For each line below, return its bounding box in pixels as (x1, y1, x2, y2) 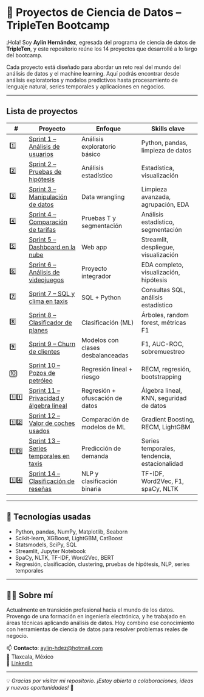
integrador (81, 271, 112, 280)
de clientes (29, 347, 61, 356)
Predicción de (81, 444, 121, 452)
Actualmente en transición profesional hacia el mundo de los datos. (6, 606, 175, 613)
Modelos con (81, 335, 119, 344)
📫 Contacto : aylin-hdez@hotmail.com (6, 645, 103, 652)
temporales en (29, 451, 70, 460)
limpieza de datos (141, 146, 192, 154)
